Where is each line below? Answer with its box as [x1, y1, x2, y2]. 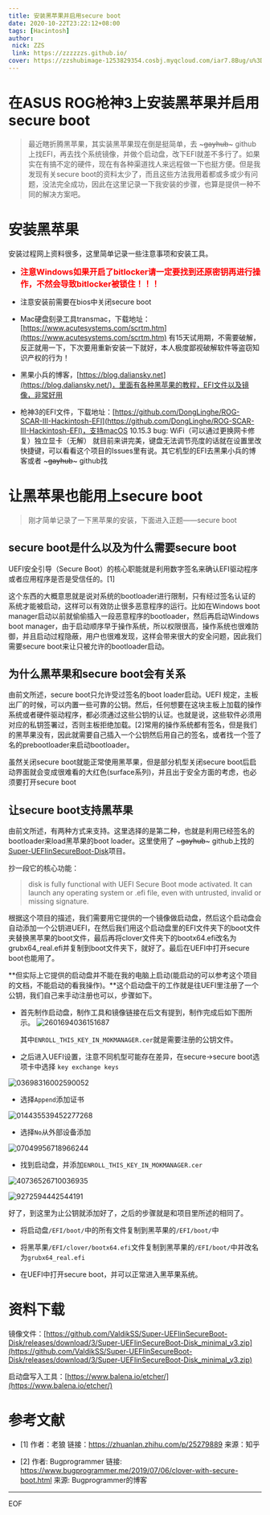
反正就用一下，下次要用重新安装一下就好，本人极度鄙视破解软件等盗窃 [19, 343, 253, 352]
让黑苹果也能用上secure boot [8, 487, 203, 505]
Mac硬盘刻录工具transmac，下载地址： [19, 314, 150, 323]
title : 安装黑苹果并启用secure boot [8, 11, 121, 20]
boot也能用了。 [8, 953, 59, 963]
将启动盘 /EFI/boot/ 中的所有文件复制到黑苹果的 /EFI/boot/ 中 [19, 1225, 219, 1235]
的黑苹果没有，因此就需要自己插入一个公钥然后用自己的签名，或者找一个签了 [8, 730, 262, 740]
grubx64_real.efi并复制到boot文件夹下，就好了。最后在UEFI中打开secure [8, 943, 250, 953]
